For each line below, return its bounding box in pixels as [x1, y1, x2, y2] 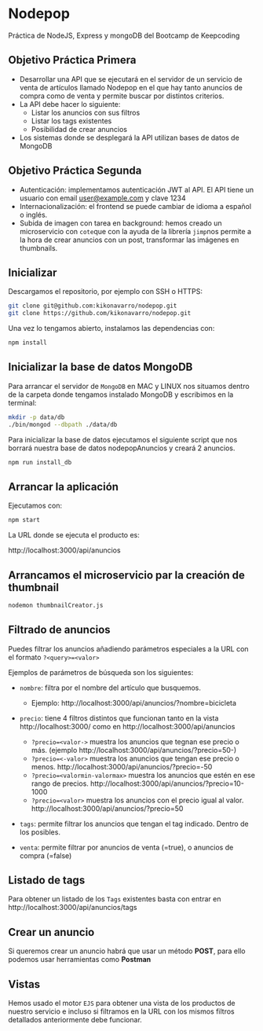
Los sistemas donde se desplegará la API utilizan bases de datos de [19, 133, 239, 142]
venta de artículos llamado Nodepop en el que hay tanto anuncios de [19, 83, 243, 92]
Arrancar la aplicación [8, 480, 119, 493]
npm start [8, 516, 41, 524]
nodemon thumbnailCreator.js [8, 601, 104, 609]
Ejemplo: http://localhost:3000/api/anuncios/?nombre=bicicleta [31, 698, 237, 707]
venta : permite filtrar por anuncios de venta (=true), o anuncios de [19, 842, 234, 852]
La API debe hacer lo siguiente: [19, 99, 121, 108]
